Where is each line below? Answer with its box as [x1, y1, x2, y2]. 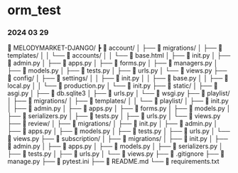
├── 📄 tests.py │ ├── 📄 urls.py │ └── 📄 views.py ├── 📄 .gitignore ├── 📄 [7, 150, 225, 158]
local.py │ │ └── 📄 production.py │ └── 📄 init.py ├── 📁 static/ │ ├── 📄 [7, 81, 218, 90]
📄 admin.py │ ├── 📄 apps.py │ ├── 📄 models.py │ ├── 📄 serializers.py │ [7, 142, 224, 151]
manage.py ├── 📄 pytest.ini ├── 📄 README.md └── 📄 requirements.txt [7, 157, 220, 166]
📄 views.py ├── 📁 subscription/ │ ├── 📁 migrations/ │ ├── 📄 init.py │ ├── [7, 135, 229, 143]
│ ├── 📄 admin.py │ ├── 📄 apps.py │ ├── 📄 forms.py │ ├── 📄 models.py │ [7, 104, 231, 112]
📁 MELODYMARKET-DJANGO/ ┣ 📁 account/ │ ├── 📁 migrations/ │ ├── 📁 [7, 43, 223, 52]
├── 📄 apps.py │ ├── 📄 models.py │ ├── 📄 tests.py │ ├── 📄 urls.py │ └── [7, 127, 231, 135]
